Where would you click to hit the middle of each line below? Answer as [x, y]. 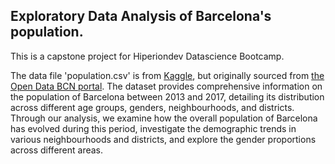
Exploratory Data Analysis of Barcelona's [141, 16]
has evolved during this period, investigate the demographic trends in [153, 128]
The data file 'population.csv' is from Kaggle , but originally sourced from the [167, 75]
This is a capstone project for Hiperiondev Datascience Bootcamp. [147, 56]
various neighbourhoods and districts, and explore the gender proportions [163, 139]
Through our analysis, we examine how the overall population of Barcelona [164, 118]
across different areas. [57, 150]
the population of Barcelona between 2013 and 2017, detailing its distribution [167, 96]
